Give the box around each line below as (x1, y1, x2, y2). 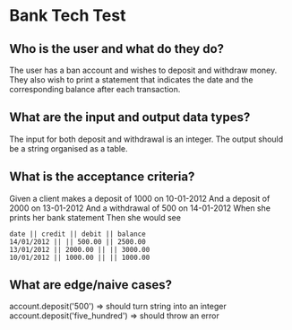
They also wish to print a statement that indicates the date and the (9, 74, 253, 85)
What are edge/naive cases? (9, 277, 173, 292)
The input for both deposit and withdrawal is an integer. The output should (9, 134, 284, 144)
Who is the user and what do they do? (9, 41, 225, 56)
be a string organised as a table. (9, 143, 128, 153)
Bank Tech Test (9, 5, 126, 26)
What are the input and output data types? (9, 109, 251, 126)
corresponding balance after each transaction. (9, 84, 181, 94)
